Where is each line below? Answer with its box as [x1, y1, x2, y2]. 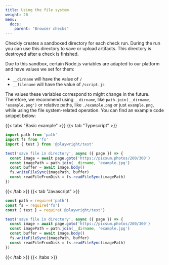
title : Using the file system [5, 7, 69, 13]
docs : [10, 21, 22, 27]
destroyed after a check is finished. [5, 51, 79, 57]
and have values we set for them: [5, 66, 75, 72]
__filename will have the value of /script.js [12, 82, 105, 88]
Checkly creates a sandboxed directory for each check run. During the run [5, 40, 160, 46]
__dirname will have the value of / [12, 76, 82, 82]
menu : [5, 17, 17, 22]
